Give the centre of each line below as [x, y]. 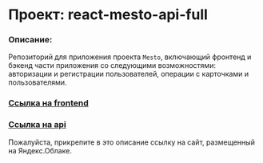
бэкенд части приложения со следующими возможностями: [112, 66]
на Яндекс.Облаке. [40, 150]
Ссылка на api [37, 125]
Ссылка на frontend [49, 103]
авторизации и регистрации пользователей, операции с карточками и [129, 74]
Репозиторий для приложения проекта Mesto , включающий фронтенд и [130, 57]
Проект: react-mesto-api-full [108, 15]
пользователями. [38, 82]
